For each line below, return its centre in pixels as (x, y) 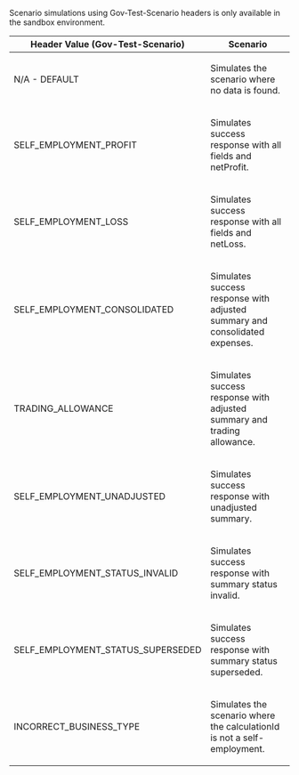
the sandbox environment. (57, 22)
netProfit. (230, 167)
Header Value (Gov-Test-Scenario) (108, 44)
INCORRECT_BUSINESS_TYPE (77, 727)
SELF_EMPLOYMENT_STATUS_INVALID (96, 573)
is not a (226, 738)
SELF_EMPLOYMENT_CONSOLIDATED (94, 309)
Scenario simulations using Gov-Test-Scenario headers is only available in (145, 13)
